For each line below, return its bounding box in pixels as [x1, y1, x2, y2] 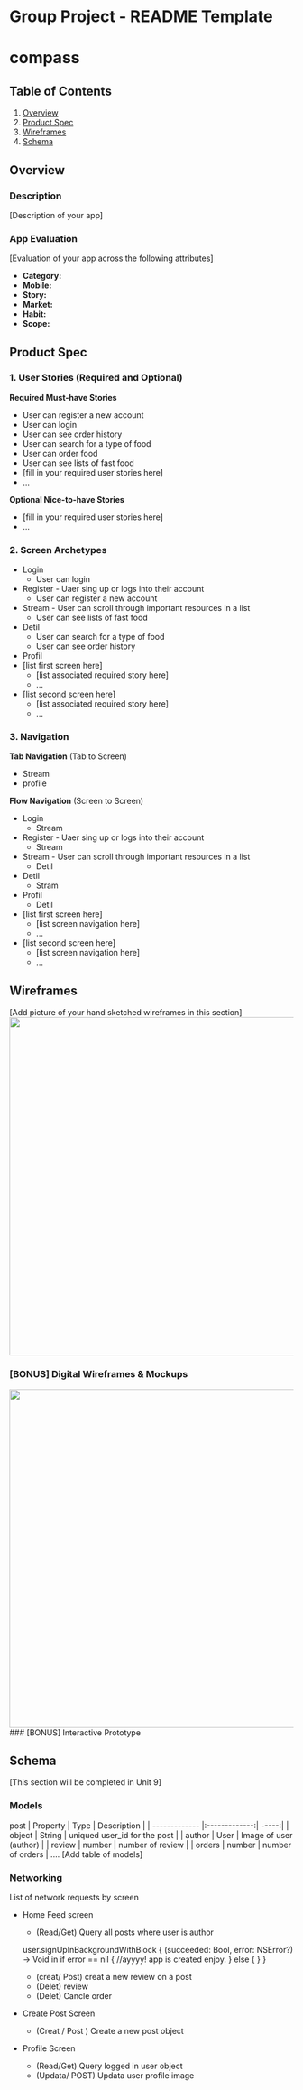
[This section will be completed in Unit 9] [9, 1777, 162, 1788]
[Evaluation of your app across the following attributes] [9, 253, 214, 264]
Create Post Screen [22, 2008, 96, 2019]
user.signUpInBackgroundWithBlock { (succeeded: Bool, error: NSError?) [22, 1944, 294, 1955]
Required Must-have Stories [9, 392, 117, 402]
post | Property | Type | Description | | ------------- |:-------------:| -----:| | [9, 1820, 289, 1831]
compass [9, 48, 80, 69]
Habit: [22, 309, 47, 319]
